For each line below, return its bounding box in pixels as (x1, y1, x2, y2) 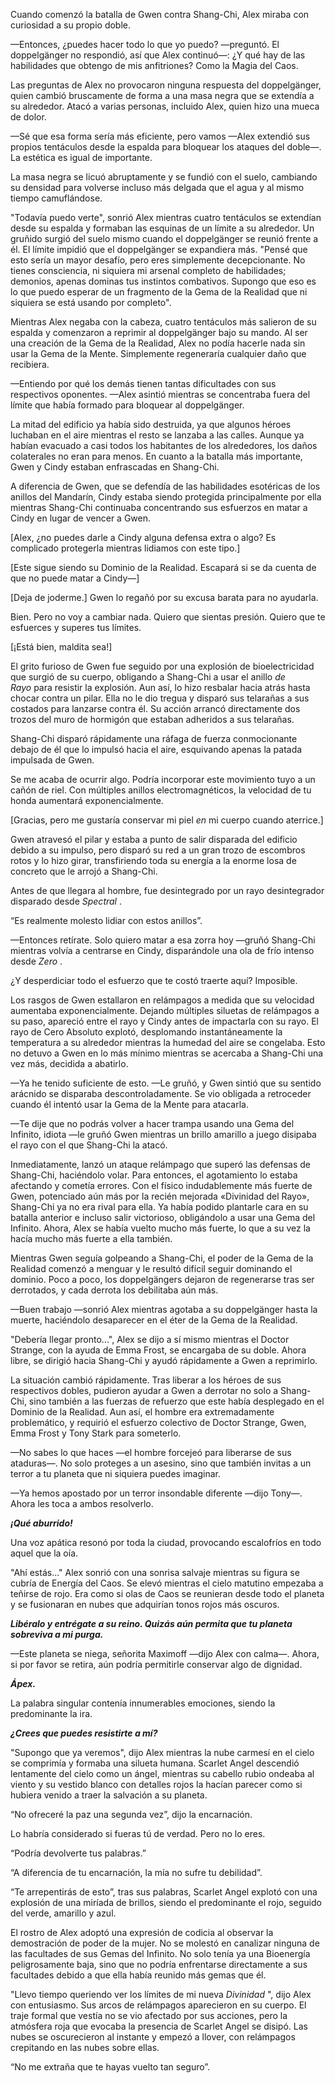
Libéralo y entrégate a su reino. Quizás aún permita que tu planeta (10, 1618, 293, 1629)
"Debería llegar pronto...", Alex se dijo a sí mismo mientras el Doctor (10, 1334, 290, 1345)
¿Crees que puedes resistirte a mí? (10, 1727, 158, 1739)
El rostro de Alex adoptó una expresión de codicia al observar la (10, 1927, 274, 1938)
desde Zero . (10, 955, 63, 967)
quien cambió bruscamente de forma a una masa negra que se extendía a (10, 90, 315, 101)
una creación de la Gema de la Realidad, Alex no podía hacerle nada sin (10, 337, 306, 349)
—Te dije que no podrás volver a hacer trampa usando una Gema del (10, 1118, 295, 1129)
